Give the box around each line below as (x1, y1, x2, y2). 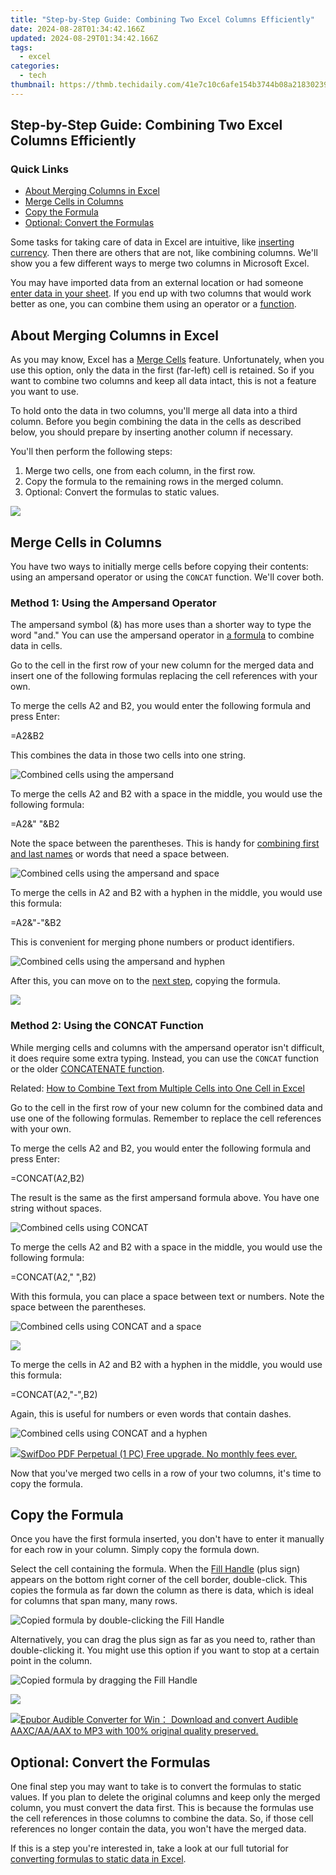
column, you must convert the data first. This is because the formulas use (10, 1802, 314, 1814)
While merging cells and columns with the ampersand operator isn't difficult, (10, 1041, 325, 1053)
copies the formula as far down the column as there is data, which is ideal (10, 1584, 314, 1596)
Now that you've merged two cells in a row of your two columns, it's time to (10, 1467, 322, 1479)
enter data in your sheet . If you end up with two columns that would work (10, 287, 312, 300)
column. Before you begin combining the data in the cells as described (10, 416, 302, 428)
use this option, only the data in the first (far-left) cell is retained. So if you (10, 364, 315, 376)
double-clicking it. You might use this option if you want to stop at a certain (10, 1644, 320, 1656)
